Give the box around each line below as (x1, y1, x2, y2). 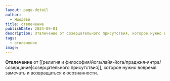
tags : (5, 36, 17, 41)
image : (5, 45, 19, 50)
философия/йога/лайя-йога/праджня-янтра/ (65, 59, 161, 65)
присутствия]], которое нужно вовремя (70, 64, 157, 70)
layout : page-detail (5, 7, 49, 13)
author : (5, 12, 22, 17)
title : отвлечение (5, 21, 44, 27)
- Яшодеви (10, 17, 30, 22)
